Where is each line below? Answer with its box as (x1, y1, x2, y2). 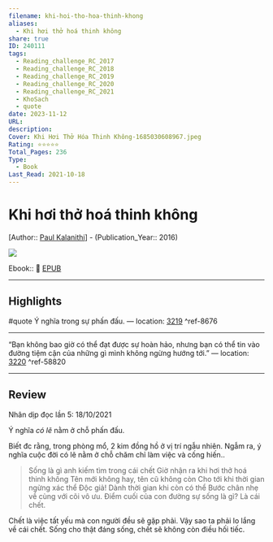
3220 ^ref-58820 (8, 357, 67, 366)
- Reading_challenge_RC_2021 (15, 87, 115, 96)
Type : (8, 155, 27, 163)
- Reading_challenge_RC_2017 (15, 58, 115, 66)
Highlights (8, 294, 63, 309)
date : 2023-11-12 (8, 111, 67, 119)
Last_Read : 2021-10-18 (8, 171, 85, 179)
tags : (8, 50, 27, 58)
